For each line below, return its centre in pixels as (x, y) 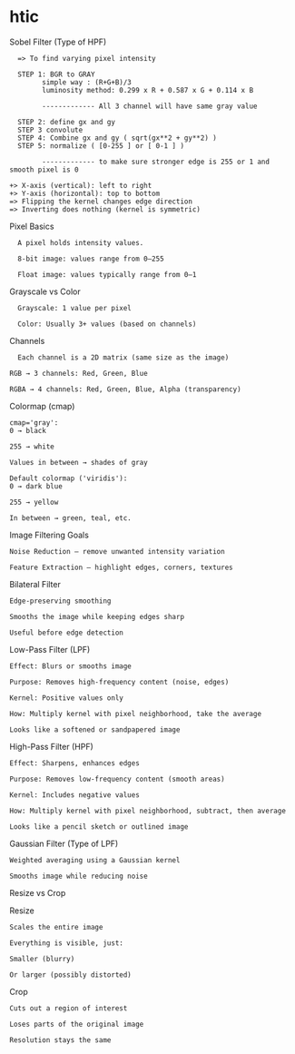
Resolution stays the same (60, 1040)
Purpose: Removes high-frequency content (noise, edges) (119, 682)
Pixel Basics (32, 226)
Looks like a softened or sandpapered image (95, 729)
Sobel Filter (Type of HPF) (58, 42)
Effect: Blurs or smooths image (70, 666)
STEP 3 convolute (50, 130)
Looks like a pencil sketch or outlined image (99, 827)
